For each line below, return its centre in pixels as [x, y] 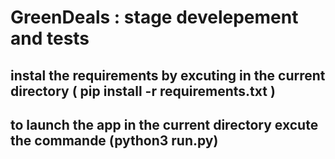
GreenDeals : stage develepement [154, 17]
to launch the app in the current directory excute [164, 124]
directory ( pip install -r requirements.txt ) [143, 91]
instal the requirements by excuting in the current [168, 75]
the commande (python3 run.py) [114, 140]
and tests [50, 38]
